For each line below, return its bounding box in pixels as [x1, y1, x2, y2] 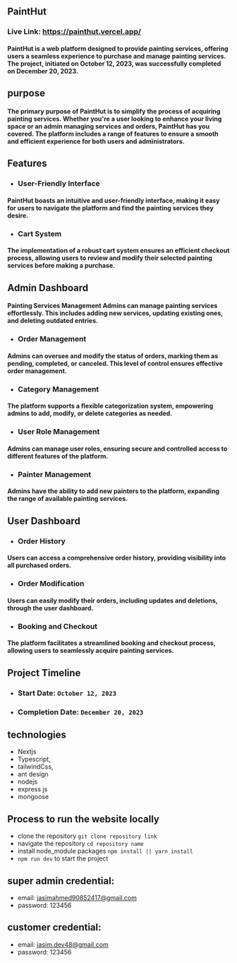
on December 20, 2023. [7, 66, 79, 75]
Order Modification [17, 579, 85, 589]
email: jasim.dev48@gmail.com [17, 940, 109, 949]
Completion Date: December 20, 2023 [17, 707, 144, 716]
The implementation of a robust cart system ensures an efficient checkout [7, 247, 230, 255]
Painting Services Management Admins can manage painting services [7, 302, 218, 310]
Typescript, [17, 755, 51, 764]
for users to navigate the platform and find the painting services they [7, 203, 214, 212]
